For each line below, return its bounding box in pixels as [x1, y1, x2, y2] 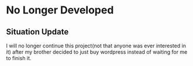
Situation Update [6, 27, 69, 37]
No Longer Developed [6, 4, 114, 17]
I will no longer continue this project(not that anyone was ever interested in [6, 42, 186, 49]
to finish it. [6, 55, 32, 61]
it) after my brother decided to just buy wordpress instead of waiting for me [6, 48, 188, 55]
